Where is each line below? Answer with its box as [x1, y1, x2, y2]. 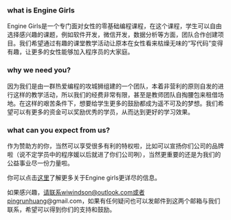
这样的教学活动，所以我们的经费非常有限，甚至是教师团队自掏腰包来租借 [12, 90, 218, 98]
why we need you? [7, 65, 71, 75]
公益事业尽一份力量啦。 [7, 159, 74, 167]
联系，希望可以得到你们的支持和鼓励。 [7, 205, 115, 213]
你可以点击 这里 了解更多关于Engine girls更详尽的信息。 [7, 173, 162, 181]
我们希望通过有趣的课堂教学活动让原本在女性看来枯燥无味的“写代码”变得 [19, 39, 223, 47]
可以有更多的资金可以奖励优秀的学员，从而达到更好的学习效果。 [12, 107, 194, 115]
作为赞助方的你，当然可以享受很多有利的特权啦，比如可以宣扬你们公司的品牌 [7, 142, 224, 150]
